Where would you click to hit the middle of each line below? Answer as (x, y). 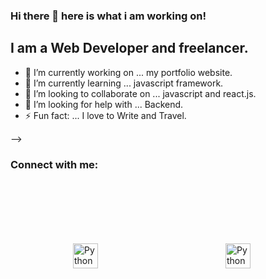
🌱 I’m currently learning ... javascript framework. (124, 83)
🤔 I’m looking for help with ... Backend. (104, 104)
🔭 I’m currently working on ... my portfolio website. (128, 72)
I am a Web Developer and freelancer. (129, 48)
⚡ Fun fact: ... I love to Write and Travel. (105, 115)
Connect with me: (54, 164)
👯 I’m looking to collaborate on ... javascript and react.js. (140, 93)
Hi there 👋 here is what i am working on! (108, 16)
